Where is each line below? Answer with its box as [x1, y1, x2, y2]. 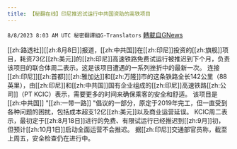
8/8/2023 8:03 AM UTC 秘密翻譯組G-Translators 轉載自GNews [7, 30, 183, 39]
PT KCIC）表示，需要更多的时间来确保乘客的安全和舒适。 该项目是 [24, 90, 218, 98]
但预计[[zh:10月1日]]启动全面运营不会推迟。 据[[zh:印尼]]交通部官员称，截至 [7, 125, 228, 133]
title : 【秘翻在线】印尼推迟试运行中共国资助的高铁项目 [7, 10, 151, 18]
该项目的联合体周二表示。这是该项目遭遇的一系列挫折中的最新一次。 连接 [7, 63, 220, 71]
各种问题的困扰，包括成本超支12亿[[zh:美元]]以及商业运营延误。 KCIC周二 [7, 107, 221, 116]
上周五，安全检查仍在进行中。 [7, 133, 94, 142]
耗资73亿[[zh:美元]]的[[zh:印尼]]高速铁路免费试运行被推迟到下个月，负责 [19, 54, 231, 63]
